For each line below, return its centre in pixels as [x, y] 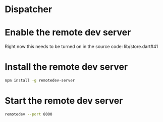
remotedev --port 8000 [29, 114]
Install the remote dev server [66, 67]
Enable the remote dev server [68, 33]
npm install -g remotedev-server [40, 80]
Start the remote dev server [64, 101]
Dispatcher [29, 9]
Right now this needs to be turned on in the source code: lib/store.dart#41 [82, 47]
